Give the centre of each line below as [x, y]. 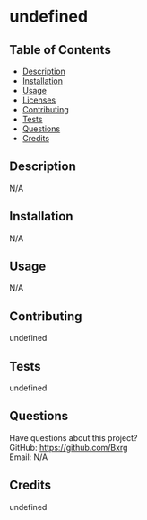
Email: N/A [29, 457]
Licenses [39, 100]
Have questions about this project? [73, 437]
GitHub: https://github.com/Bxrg [69, 447]
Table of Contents [61, 50]
